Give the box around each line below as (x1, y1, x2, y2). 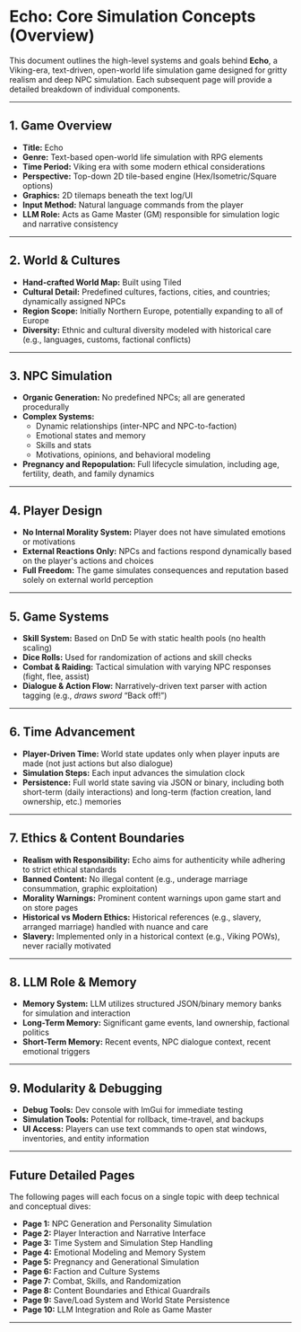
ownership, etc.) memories (21, 796, 122, 807)
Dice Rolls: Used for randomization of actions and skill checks (21, 652, 253, 662)
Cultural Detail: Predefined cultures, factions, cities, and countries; (21, 286, 271, 297)
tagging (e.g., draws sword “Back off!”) (21, 690, 168, 701)
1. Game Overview (9, 119, 113, 134)
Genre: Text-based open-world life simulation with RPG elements (21, 151, 263, 163)
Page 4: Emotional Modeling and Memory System (21, 1247, 206, 1258)
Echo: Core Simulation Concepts (9, 6, 256, 27)
